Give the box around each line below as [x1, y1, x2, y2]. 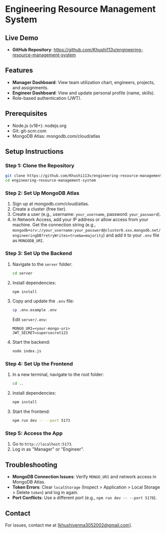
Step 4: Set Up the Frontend [5, 361, 73, 368]
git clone [5, 173, 26, 178]
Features [5, 66, 33, 75]
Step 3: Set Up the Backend [5, 250, 73, 257]
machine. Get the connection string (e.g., [12, 222, 96, 228]
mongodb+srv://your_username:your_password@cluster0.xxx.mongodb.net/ [12, 228, 161, 233]
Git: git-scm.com [12, 127, 47, 134]
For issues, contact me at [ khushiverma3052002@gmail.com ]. [5, 522, 132, 528]
